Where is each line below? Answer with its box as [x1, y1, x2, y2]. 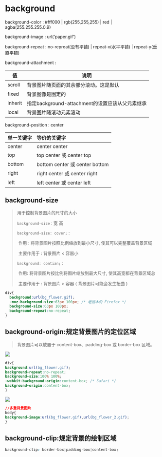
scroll [7, 81, 20, 88]
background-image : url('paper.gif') [5, 34, 76, 40]
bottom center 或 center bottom [36, 161, 109, 167]
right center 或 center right [36, 170, 98, 177]
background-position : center [5, 122, 64, 127]
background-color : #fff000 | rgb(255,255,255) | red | [5, 19, 112, 25]
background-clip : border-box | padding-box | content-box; [5, 447, 119, 452]
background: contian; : [17, 260, 63, 266]
